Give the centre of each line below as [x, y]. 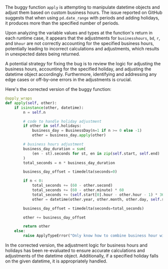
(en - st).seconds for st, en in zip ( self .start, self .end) [96, 153]
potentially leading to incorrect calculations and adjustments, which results [82, 49]
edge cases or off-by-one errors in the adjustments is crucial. [68, 80]
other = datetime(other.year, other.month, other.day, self [96, 199]
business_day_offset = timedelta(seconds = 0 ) [70, 172]
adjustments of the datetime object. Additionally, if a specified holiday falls [82, 256]
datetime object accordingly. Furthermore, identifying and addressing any [81, 74]
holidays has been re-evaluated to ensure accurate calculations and [75, 251]
